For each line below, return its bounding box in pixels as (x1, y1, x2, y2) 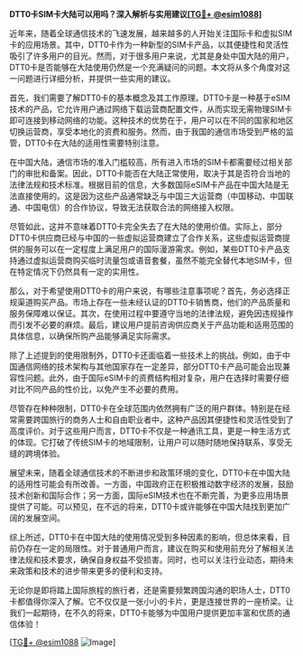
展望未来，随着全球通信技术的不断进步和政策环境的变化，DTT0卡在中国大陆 (9, 467, 291, 478)
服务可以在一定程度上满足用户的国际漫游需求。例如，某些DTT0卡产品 (24, 244, 283, 254)
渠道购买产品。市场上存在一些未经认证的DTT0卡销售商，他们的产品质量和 (16, 297, 291, 307)
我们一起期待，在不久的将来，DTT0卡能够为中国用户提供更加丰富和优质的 (9, 607, 283, 618)
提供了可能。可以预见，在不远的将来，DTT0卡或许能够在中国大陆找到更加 (9, 501, 283, 511)
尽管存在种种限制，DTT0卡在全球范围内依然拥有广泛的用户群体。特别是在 (9, 403, 283, 414)
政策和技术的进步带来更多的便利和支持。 (16, 566, 168, 576)
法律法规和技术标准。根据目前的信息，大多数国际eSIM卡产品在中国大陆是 (9, 180, 281, 190)
